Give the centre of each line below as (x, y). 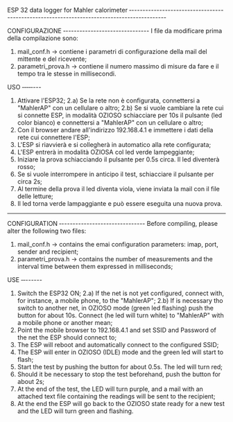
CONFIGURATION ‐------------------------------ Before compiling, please (113, 223)
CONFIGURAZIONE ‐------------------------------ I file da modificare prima (115, 31)
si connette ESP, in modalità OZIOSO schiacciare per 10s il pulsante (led (120, 115)
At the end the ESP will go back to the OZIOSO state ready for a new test (121, 404)
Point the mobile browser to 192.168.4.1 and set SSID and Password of (116, 330)
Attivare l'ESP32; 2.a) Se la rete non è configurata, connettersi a (109, 100)
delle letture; (35, 196)
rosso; (26, 167)
